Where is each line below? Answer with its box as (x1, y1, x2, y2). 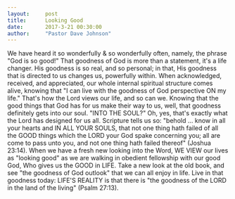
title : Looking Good (7, 17, 83, 24)
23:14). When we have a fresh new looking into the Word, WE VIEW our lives (7, 146, 229, 155)
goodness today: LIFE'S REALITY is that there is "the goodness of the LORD (7, 176, 227, 185)
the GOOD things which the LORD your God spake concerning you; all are (7, 131, 220, 140)
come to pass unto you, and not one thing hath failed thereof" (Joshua (7, 139, 211, 148)
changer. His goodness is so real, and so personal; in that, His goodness (7, 64, 217, 72)
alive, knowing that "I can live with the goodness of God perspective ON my (7, 86, 227, 95)
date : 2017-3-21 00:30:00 (7, 23, 102, 30)
